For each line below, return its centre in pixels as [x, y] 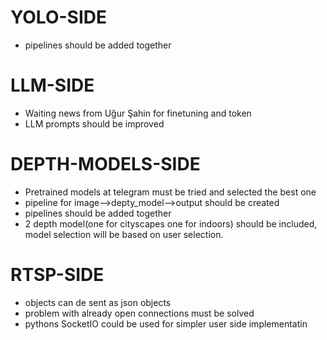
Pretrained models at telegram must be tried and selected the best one [170, 192]
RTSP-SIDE [57, 275]
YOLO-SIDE [58, 17]
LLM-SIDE [52, 85]
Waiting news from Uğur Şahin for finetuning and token [138, 113]
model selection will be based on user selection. [124, 234]
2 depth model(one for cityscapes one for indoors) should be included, [171, 223]
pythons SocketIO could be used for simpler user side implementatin [166, 323]
